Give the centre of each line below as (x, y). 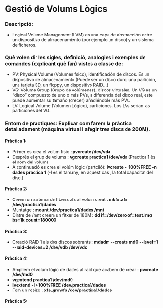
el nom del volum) (30, 162)
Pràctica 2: (16, 189)
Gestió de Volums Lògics (56, 9)
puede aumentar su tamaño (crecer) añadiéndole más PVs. (71, 100)
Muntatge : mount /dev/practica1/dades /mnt (58, 210)
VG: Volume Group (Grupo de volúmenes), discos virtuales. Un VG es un (84, 90)
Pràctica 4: (16, 258)
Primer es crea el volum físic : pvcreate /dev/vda (61, 151)
